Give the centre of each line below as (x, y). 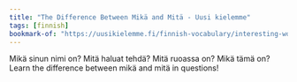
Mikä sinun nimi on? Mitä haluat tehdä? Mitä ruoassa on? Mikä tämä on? (140, 59)
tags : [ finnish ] (39, 26)
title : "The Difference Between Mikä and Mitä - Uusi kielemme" (130, 17)
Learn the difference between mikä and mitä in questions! (114, 68)
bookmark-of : (33, 34)
